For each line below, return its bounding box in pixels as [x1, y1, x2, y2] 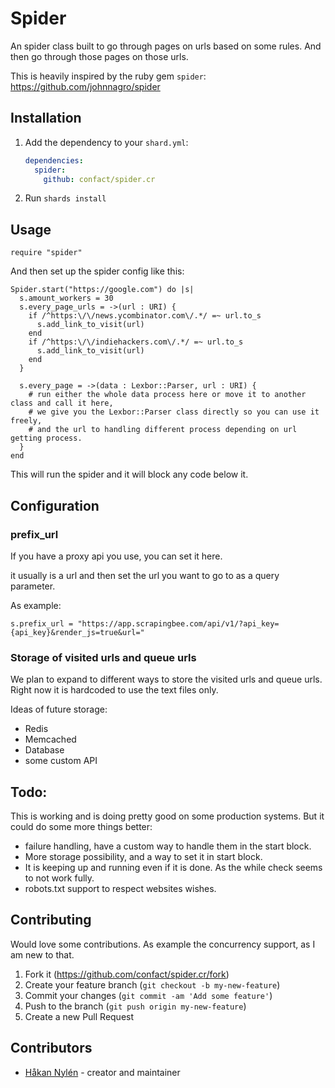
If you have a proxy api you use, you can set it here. [10, 550, 223, 562]
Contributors [10, 1040, 93, 1057]
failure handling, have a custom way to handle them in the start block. [24, 840, 312, 852]
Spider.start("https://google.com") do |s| [10, 285, 195, 295]
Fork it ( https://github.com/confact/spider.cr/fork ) [24, 968, 230, 980]
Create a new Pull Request [24, 1010, 135, 1022]
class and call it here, [10, 398, 114, 409]
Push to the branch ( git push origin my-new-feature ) [24, 1000, 247, 1012]
